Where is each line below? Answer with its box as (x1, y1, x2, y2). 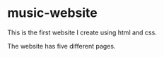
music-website (7, 5, 98, 21)
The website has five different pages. (7, 42, 116, 50)
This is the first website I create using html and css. (7, 28, 157, 37)
